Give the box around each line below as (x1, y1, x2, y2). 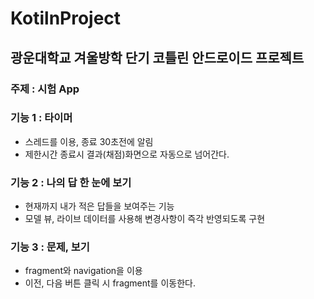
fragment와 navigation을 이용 (24, 265, 143, 277)
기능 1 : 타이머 (10, 111, 73, 125)
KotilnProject (10, 7, 122, 30)
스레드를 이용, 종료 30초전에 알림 (24, 135, 154, 147)
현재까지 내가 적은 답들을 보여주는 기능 (24, 200, 175, 212)
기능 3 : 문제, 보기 (10, 240, 90, 254)
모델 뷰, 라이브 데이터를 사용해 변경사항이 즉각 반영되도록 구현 (24, 213, 266, 225)
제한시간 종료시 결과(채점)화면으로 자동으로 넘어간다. (24, 148, 230, 160)
